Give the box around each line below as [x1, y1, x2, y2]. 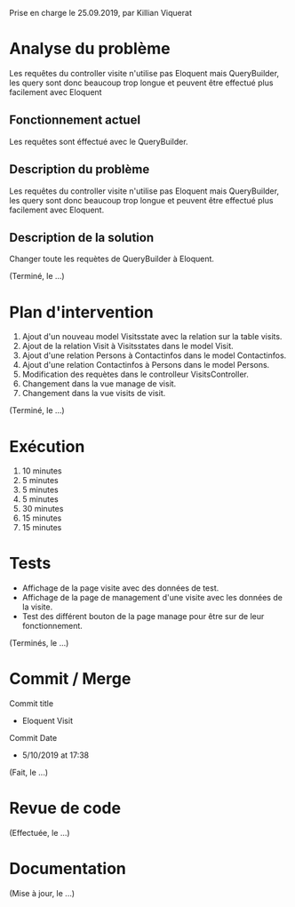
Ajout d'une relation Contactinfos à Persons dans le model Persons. [21, 360, 270, 370]
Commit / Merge [9, 669, 132, 689]
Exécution [9, 436, 85, 457]
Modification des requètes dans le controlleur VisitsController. [21, 369, 249, 380]
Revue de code [9, 799, 122, 818]
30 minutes [21, 504, 64, 514]
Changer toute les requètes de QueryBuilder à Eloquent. [9, 253, 215, 265]
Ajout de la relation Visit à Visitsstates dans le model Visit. [21, 341, 234, 352]
